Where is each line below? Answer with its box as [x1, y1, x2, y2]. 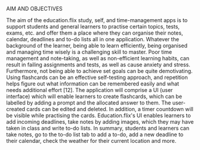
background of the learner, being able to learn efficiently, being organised [6, 42, 188, 49]
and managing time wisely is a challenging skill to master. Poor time [6, 48, 173, 56]
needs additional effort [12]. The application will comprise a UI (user [6, 87, 173, 93]
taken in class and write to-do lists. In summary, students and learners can [6, 125, 190, 131]
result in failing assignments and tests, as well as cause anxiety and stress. [6, 61, 191, 68]
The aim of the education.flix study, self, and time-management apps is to [6, 17, 188, 23]
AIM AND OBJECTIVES [6, 5, 63, 12]
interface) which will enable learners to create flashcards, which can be [6, 93, 182, 100]
